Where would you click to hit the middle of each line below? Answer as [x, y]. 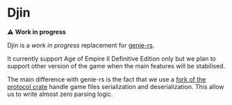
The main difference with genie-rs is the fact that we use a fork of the [107, 79]
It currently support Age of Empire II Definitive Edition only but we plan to [112, 58]
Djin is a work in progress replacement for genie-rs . [81, 45]
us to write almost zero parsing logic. [60, 94]
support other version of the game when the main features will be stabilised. [116, 66]
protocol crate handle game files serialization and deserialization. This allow [116, 86]
